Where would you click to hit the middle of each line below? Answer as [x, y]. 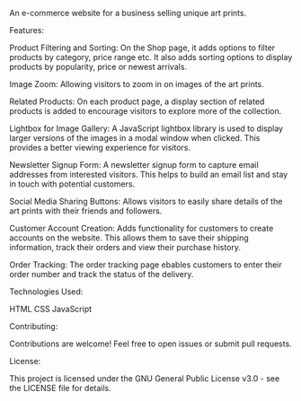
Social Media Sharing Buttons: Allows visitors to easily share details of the [146, 201]
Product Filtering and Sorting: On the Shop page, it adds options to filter [142, 48]
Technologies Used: [46, 292]
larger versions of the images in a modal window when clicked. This [135, 138]
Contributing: [34, 326]
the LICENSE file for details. [61, 388]
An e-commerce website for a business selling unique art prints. [128, 13]
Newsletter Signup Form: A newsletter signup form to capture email [134, 165]
